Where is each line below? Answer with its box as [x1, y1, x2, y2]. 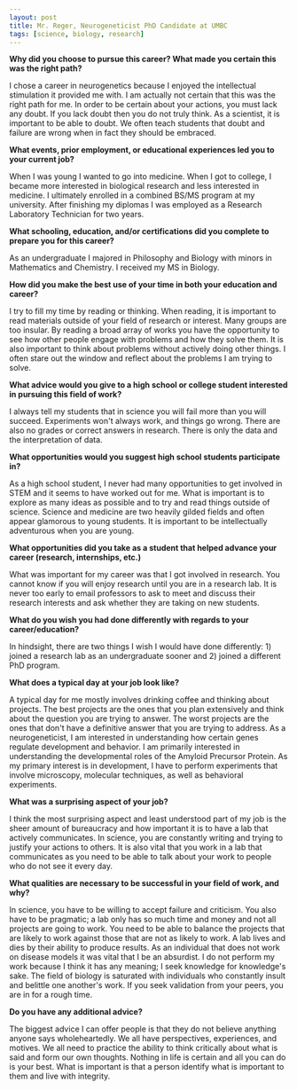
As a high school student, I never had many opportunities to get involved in [9, 478, 283, 489]
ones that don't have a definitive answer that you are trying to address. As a [9, 723, 286, 733]
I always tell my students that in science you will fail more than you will [9, 406, 267, 417]
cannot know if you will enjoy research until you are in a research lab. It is [9, 578, 277, 590]
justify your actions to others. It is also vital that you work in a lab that [9, 842, 263, 852]
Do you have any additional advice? [9, 1007, 144, 1017]
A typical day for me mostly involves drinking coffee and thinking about [9, 694, 270, 705]
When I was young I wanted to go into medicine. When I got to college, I [9, 171, 272, 182]
